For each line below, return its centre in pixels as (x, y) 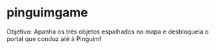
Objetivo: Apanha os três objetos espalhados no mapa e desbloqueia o (108, 32)
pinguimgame (47, 13)
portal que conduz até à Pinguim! (54, 38)
